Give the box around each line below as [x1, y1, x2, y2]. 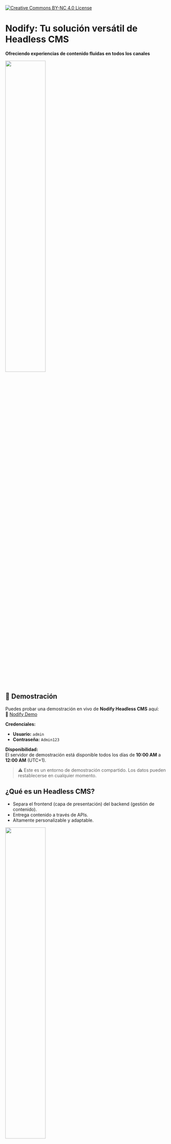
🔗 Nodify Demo [5, 711, 37, 717]
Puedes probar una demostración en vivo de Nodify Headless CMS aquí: [5, 705, 159, 712]
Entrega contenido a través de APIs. [12, 812, 88, 818]
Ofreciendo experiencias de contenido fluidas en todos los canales [5, 50, 151, 56]
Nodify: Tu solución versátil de [5, 23, 138, 34]
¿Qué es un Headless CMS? [5, 787, 95, 796]
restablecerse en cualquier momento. [17, 772, 97, 778]
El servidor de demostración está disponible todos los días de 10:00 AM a [5, 751, 161, 758]
